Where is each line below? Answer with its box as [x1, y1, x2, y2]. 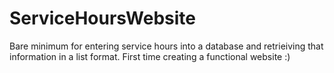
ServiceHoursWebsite [9, 7, 196, 30]
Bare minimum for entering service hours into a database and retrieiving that [9, 40, 324, 52]
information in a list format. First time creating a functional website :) [9, 50, 291, 62]
